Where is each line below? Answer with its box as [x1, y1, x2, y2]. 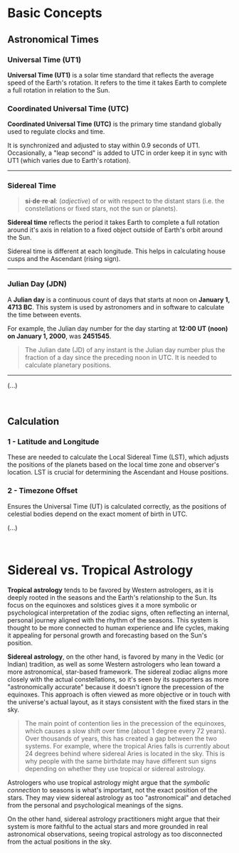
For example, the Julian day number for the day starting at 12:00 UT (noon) [7, 324, 228, 332]
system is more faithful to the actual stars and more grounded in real [7, 822, 208, 830]
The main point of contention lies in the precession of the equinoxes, [24, 719, 226, 727]
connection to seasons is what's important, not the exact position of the [7, 785, 218, 794]
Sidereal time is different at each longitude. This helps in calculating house [7, 247, 226, 255]
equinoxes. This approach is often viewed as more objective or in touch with [7, 690, 231, 699]
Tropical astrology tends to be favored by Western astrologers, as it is [7, 586, 214, 594]
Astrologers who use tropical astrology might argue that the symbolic [7, 778, 211, 787]
